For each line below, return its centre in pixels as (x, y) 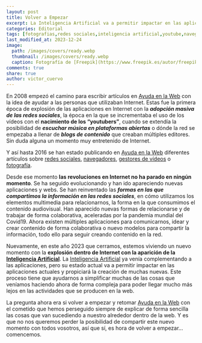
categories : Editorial (35, 29)
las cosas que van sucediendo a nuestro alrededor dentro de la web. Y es (97, 315)
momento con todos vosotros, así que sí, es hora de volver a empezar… (95, 328)
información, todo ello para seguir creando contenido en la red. (84, 235)
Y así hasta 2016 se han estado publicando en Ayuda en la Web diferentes (98, 153)
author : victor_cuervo (35, 79)
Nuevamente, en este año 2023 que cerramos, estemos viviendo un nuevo (99, 246)
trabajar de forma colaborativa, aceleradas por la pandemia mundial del (95, 215)
